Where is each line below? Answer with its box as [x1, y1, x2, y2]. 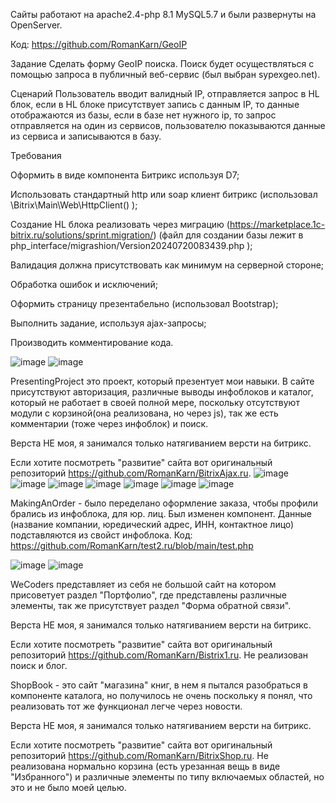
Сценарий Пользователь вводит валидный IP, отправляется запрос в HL [10, 88, 320, 99]
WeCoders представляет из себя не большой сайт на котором [10, 579, 277, 590]
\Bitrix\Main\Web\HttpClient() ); [10, 199, 138, 211]
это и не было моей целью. [10, 782, 127, 793]
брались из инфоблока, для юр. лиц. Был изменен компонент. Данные [10, 508, 313, 519]
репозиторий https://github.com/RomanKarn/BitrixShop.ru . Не [10, 750, 269, 761]
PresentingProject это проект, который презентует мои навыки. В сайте [10, 375, 315, 387]
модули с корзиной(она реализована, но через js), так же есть [10, 407, 279, 419]
